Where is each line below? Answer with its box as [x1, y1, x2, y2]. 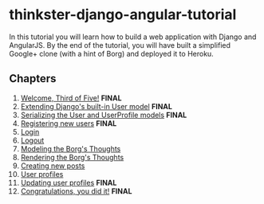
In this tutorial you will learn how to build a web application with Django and [9, 32, 257, 41]
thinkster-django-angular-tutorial [9, 6, 237, 24]
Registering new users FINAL [20, 118, 117, 128]
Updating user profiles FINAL [20, 178, 117, 187]
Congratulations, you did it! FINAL [20, 186, 132, 196]
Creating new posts [20, 161, 85, 171]
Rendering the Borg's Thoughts [20, 152, 124, 162]
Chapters [9, 72, 57, 85]
